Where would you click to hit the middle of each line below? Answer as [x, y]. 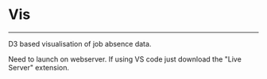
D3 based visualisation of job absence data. [80, 43]
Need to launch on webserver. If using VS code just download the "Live [125, 59]
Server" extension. [39, 67]
